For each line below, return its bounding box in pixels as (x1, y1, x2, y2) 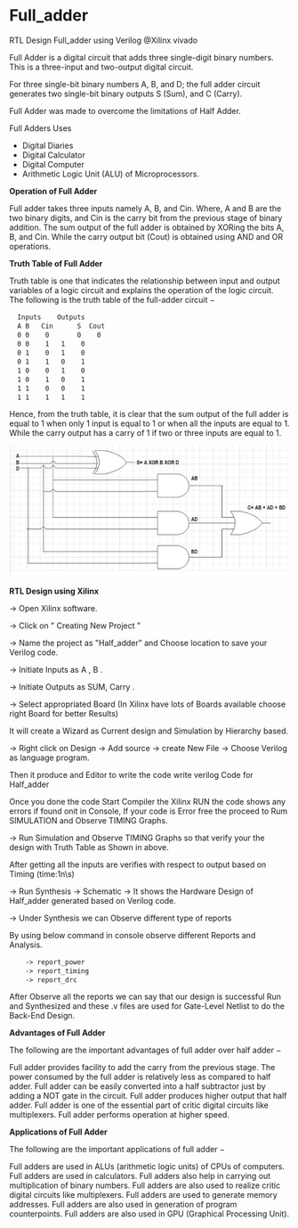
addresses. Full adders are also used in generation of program (9, 1199, 238, 1210)
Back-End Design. (9, 1011, 76, 1021)
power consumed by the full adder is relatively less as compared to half (9, 1071, 271, 1083)
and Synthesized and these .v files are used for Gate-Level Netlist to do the (9, 1001, 285, 1011)
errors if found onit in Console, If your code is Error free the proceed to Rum (9, 806, 288, 816)
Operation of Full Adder (9, 185, 98, 196)
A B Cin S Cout (17, 322, 105, 331)
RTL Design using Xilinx (9, 585, 100, 597)
